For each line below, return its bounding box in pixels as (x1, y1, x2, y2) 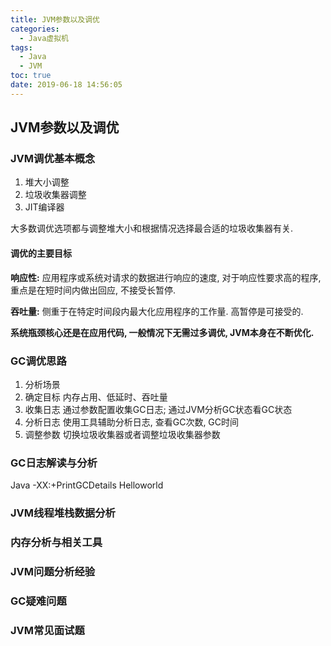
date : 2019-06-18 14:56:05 (10, 80, 123, 90)
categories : (10, 24, 60, 34)
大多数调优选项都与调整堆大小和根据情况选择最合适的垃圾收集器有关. (10, 222, 294, 235)
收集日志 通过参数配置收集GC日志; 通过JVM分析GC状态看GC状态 (24, 403, 293, 415)
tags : (10, 42, 33, 53)
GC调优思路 (10, 354, 67, 368)
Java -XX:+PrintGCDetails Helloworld (10, 479, 164, 491)
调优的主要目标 (10, 247, 72, 260)
